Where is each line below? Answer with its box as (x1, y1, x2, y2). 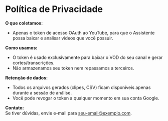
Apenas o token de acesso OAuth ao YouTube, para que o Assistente (12, 29, 155, 35)
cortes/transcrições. (12, 59, 55, 65)
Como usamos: (5, 44, 38, 50)
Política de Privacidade (5, 3, 103, 15)
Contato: (5, 104, 24, 110)
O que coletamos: (5, 20, 43, 26)
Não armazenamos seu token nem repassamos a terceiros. (12, 65, 134, 71)
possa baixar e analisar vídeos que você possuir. (12, 35, 113, 41)
